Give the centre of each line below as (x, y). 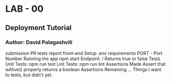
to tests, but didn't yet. (29, 75)
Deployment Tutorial (39, 28)
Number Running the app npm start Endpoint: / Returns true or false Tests (83, 59)
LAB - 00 (25, 9)
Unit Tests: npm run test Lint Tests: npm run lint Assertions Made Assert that (86, 64)
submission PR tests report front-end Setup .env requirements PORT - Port (84, 53)
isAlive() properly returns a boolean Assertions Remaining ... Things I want (83, 69)
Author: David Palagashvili (39, 42)
